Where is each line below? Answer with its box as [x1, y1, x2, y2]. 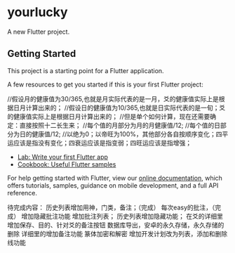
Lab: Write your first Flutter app [17, 153, 109, 161]
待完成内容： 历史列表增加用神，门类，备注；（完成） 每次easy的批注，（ [7, 203, 215, 212]
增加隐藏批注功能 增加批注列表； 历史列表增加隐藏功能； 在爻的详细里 [20, 212, 223, 220]
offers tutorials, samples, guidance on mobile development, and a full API [7, 181, 219, 190]
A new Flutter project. [7, 27, 70, 36]
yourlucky [7, 4, 68, 20]
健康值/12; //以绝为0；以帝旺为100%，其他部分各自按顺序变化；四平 [31, 129, 229, 138]
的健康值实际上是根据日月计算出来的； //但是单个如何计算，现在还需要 [7, 112, 210, 120]
